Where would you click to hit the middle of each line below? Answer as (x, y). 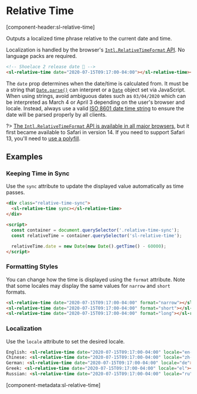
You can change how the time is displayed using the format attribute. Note (96, 279)
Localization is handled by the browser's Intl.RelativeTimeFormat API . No (96, 50)
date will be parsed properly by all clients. (57, 114)
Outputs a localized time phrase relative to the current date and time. (89, 38)
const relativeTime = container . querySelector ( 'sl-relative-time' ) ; (97, 236)
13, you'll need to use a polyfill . (43, 138)
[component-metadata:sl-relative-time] (53, 385)
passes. (16, 192)
